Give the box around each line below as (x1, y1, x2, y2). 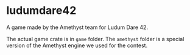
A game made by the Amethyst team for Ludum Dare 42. (6, 24, 148, 31)
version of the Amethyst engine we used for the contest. (6, 42, 148, 49)
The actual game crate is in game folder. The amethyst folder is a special (6, 35, 185, 42)
